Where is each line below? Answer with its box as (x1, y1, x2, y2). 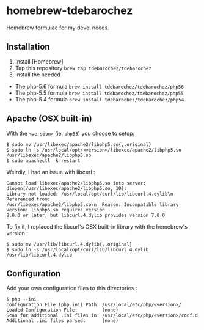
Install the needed (15, 71, 61, 78)
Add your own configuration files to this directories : (6, 285, 137, 292)
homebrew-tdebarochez (6, 4, 133, 18)
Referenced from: (6, 196, 51, 202)
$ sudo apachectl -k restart (6, 157, 81, 164)
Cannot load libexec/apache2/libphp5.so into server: (6, 180, 147, 186)
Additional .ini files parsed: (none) (6, 318, 119, 324)
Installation (6, 42, 50, 52)
